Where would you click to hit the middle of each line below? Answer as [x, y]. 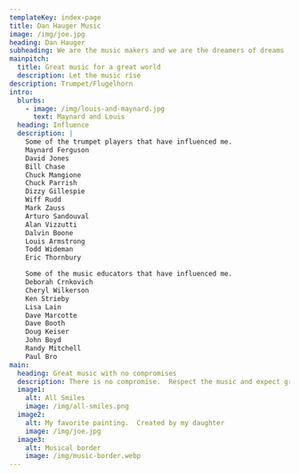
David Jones [47, 158]
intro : [21, 92]
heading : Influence [53, 126]
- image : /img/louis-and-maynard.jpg [95, 109]
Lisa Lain [44, 307]
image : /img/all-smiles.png [77, 406]
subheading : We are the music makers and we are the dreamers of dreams [147, 51]
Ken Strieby [47, 298]
